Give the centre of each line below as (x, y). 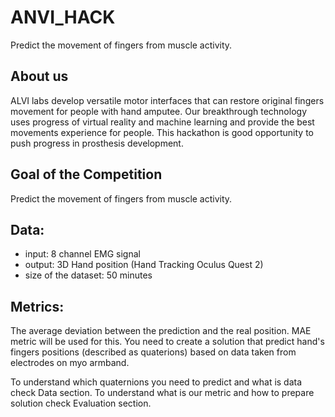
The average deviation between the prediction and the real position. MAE (161, 331)
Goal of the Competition (86, 174)
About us (39, 76)
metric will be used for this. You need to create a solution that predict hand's (167, 342)
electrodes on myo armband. (70, 363)
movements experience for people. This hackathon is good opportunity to (162, 132)
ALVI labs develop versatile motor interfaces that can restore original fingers (167, 100)
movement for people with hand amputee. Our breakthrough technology (159, 111)
